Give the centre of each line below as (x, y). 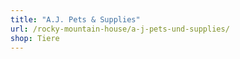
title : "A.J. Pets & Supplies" (75, 19)
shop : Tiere (35, 38)
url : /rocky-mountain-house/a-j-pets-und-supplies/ (120, 29)
